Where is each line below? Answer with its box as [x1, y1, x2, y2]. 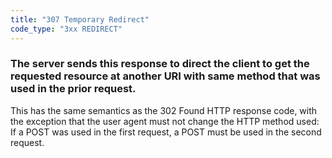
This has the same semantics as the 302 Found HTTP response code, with [10, 104, 318, 116]
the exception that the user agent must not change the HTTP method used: [10, 115, 320, 127]
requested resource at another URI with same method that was [10, 69, 321, 83]
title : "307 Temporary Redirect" [10, 14, 150, 25]
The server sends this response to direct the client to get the [10, 57, 310, 71]
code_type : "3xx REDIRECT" [10, 24, 123, 34]
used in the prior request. [10, 82, 137, 96]
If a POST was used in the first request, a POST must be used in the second [10, 126, 322, 138]
